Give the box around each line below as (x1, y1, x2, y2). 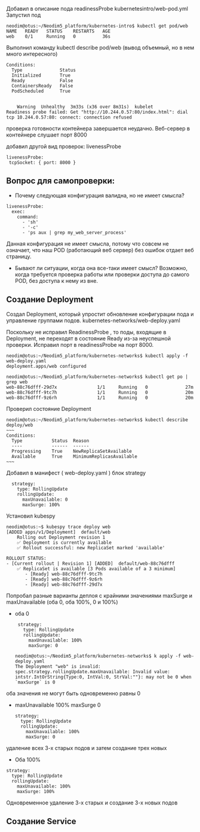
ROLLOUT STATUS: (6, 555, 47, 561)
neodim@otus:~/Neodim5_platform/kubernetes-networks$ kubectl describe (6, 416, 188, 423)
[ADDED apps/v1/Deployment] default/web (6, 529, 111, 535)
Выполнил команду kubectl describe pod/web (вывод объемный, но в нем (6, 44, 195, 51)
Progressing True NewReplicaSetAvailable (11, 448, 133, 454)
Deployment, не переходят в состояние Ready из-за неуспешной (6, 335, 171, 342)
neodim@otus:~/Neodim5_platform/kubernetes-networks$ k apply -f (14, 653, 181, 659)
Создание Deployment (6, 295, 94, 305)
